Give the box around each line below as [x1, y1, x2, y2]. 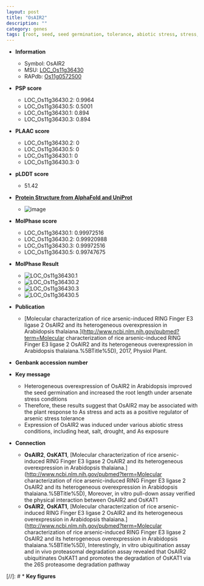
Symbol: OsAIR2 [24, 60, 66, 67]
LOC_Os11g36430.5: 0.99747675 [24, 248, 106, 256]
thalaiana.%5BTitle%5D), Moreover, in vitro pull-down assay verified [24, 490, 195, 497]
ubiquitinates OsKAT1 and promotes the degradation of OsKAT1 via [24, 554, 191, 562]
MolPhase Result [15, 261, 59, 268]
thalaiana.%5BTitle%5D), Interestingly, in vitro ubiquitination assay [24, 542, 191, 549]
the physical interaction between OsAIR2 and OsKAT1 [24, 496, 158, 504]
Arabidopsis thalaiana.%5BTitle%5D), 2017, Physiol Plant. [24, 347, 168, 355]
